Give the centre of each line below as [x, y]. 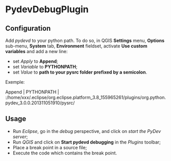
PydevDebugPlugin [47, 9]
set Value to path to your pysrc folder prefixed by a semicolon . [80, 72]
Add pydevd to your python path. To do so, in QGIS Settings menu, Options [85, 40]
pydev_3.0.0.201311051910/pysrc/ [40, 103]
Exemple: [15, 82]
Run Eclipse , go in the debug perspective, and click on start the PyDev [87, 131]
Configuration [28, 28]
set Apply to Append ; [35, 61]
